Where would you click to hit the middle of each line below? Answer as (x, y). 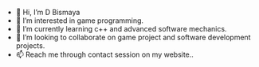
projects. (30, 46)
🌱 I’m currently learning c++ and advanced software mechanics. (121, 29)
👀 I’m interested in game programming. (80, 20)
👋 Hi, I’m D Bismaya (48, 12)
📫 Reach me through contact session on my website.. (104, 54)
